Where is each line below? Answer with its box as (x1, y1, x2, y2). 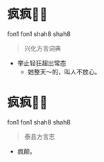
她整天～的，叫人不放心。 (27, 67, 101, 76)
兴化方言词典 (24, 44, 61, 52)
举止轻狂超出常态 (17, 58, 67, 67)
